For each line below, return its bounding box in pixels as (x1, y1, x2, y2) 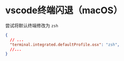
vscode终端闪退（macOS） (5, 5, 122, 16)
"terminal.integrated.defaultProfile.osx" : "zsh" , (10, 42, 120, 47)
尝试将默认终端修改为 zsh (5, 22, 59, 28)
